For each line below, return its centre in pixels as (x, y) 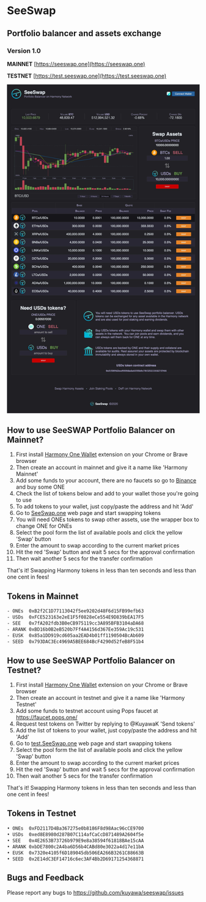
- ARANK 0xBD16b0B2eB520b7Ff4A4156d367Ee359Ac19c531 (75, 630)
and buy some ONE (40, 487)
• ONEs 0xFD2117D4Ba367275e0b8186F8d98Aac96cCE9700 (75, 828)
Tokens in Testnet (42, 814)
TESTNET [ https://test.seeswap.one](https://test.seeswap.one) (87, 76)
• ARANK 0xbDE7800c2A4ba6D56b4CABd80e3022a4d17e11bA (75, 847)
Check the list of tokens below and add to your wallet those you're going (107, 494)
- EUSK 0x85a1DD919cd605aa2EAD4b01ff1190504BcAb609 (75, 636)
